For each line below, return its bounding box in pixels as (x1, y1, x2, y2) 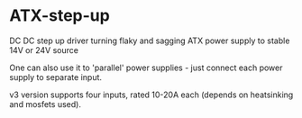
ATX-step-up (9, 5, 110, 26)
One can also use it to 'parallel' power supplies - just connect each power (9, 62, 283, 73)
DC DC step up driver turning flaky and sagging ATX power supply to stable (9, 35, 290, 46)
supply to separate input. (9, 71, 102, 82)
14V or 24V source (9, 44, 79, 55)
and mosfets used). (9, 98, 81, 109)
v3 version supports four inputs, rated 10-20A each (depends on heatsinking (9, 89, 294, 100)
